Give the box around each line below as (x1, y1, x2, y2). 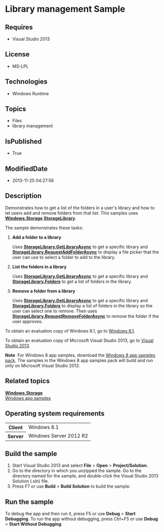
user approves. (12, 318, 43, 324)
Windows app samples (5, 395, 51, 401)
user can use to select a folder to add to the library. (12, 254, 116, 260)
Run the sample (5, 498, 54, 506)
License (5, 50, 30, 58)
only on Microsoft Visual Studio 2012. (5, 363, 80, 368)
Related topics (5, 377, 50, 385)
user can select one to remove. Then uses (12, 308, 97, 314)
